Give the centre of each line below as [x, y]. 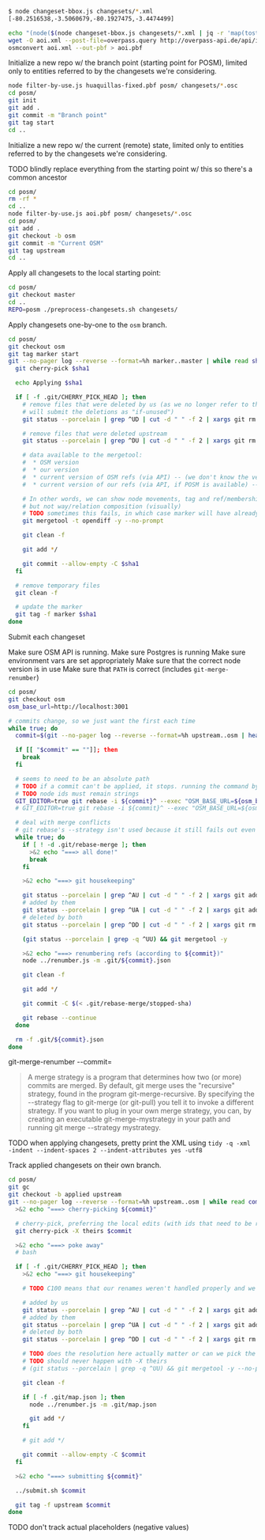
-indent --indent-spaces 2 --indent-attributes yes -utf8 [105, 1151]
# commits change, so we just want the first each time [102, 721]
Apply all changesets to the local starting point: [85, 273]
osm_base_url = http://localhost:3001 [68, 707]
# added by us [45, 1303]
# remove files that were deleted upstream [95, 434]
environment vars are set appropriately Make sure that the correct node [125, 660]
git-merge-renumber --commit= [60, 1062]
